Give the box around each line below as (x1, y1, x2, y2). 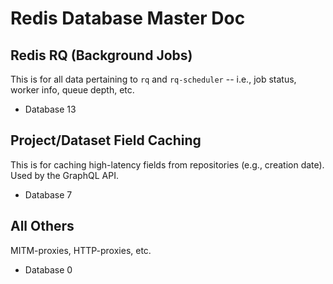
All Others (10, 218, 75, 235)
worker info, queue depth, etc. (10, 84, 135, 96)
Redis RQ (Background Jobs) (10, 47, 193, 64)
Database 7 (24, 188, 73, 201)
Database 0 (24, 263, 73, 276)
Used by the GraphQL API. (10, 169, 119, 181)
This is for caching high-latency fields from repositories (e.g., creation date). (10, 158, 325, 171)
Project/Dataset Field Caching (10, 132, 202, 149)
